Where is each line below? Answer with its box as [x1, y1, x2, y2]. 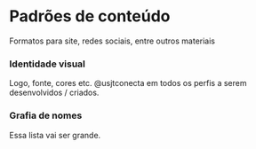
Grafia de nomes [9, 109, 83, 122]
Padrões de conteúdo [9, 6, 171, 27]
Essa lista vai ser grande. [9, 129, 101, 140]
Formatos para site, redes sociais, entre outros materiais [9, 35, 216, 46]
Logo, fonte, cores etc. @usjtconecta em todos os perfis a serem [9, 78, 247, 89]
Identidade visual [9, 58, 86, 70]
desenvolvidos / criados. [9, 87, 100, 98]
